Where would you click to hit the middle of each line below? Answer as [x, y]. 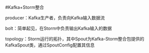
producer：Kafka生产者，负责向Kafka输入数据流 [55, 18]
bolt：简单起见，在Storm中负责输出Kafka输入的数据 [58, 28]
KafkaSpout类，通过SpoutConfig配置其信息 [50, 45]
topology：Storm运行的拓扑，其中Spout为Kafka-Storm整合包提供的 [75, 39]
